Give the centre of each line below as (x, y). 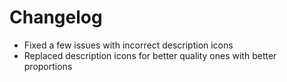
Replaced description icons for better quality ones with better (150, 55)
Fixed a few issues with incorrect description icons (128, 45)
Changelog (56, 17)
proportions (48, 66)
